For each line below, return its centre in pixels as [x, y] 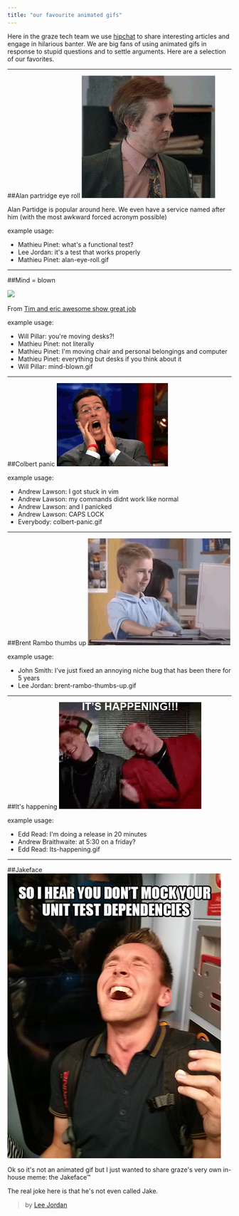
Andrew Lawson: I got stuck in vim [68, 491]
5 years [29, 678]
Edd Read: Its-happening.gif [59, 849]
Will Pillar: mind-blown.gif [55, 366]
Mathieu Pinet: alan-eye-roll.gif [63, 259]
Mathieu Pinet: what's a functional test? [75, 244]
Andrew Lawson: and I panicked [65, 506]
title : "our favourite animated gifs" [65, 15]
